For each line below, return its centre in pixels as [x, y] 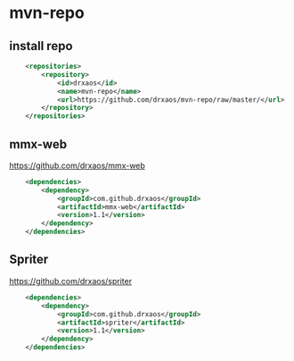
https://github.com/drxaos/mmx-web [77, 165]
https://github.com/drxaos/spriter [70, 281]
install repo [41, 46]
